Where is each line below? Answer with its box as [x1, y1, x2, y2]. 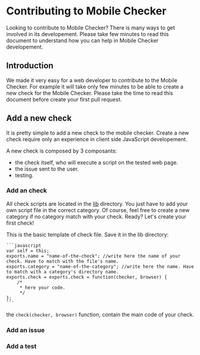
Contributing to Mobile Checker [6, 4, 166, 18]
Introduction [6, 61, 54, 71]
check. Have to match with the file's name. [6, 258, 119, 264]
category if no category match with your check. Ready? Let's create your [6, 213, 187, 220]
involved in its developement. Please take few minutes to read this [6, 30, 169, 37]
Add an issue [6, 326, 45, 334]
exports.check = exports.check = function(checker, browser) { [6, 274, 168, 280]
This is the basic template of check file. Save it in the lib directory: [6, 231, 169, 238]
